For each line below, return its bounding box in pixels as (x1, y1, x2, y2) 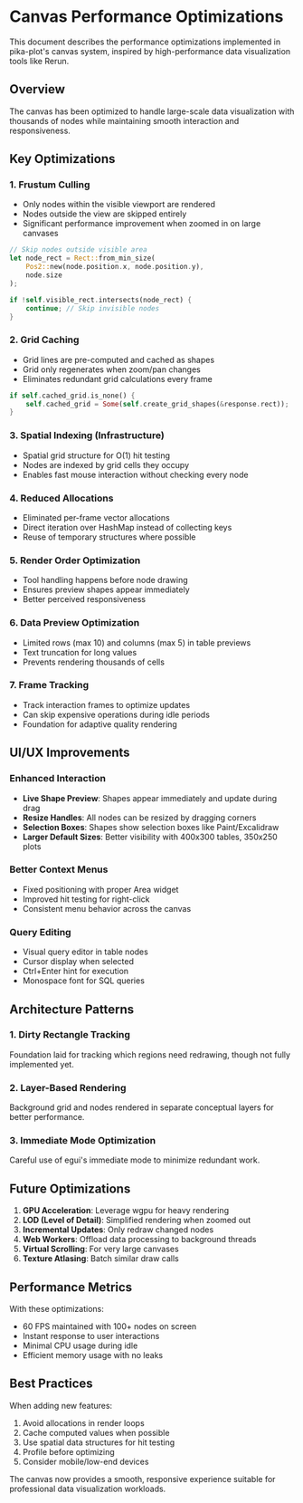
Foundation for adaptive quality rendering (22, 718, 178, 730)
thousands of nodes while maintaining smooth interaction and (9, 115, 240, 126)
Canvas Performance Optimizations (9, 6, 284, 27)
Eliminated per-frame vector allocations (22, 512, 170, 522)
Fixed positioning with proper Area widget (22, 884, 179, 895)
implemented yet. (9, 1058, 74, 1069)
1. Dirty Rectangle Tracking (9, 1029, 131, 1041)
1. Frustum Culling (9, 178, 90, 191)
